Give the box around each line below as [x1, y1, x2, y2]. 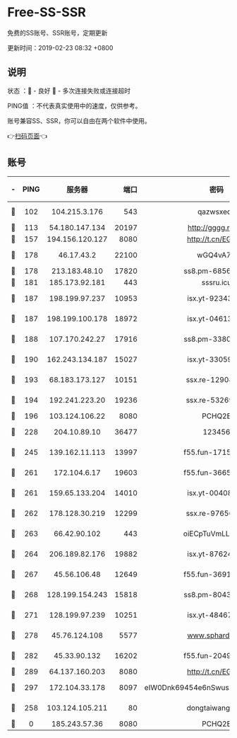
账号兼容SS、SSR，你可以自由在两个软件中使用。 [7, 116, 151, 125]
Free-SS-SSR [7, 4, 86, 21]
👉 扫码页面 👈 [7, 132, 48, 140]
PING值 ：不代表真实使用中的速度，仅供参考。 [7, 101, 142, 110]
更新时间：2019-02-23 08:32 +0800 [7, 43, 114, 52]
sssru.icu [201, 277, 232, 287]
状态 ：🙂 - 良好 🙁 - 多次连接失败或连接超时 [7, 86, 130, 95]
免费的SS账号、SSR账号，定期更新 [7, 28, 108, 37]
